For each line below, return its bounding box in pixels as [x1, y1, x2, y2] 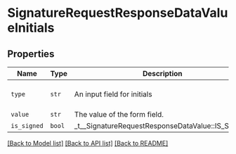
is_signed [11, 122, 44, 129]
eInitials [7, 20, 55, 36]
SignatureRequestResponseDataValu [7, 5, 228, 21]
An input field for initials [74, 89, 152, 99]
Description [143, 69, 183, 78]
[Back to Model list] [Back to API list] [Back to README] [7, 139, 169, 147]
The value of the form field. [74, 110, 164, 119]
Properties [7, 48, 55, 60]
